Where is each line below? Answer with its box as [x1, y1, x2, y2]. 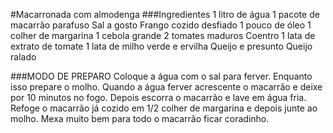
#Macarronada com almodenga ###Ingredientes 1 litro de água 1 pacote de [10, 9, 320, 20]
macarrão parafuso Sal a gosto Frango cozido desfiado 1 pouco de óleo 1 [10, 19, 312, 31]
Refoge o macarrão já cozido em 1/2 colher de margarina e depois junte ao [10, 102, 318, 114]
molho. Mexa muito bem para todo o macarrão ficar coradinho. [10, 113, 270, 124]
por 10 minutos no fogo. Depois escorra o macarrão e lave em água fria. [10, 92, 307, 103]
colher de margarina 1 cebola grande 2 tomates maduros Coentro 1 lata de [10, 30, 316, 41]
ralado [10, 51, 37, 63]
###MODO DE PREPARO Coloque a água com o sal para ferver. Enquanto [10, 70, 313, 82]
